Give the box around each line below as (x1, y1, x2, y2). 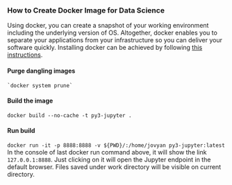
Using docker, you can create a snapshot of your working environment (7, 21, 209, 30)
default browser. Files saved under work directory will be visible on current (7, 162, 222, 171)
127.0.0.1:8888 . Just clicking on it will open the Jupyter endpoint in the (7, 155, 211, 164)
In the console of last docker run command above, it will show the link (7, 148, 207, 156)
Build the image (7, 96, 53, 105)
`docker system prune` (7, 82, 73, 89)
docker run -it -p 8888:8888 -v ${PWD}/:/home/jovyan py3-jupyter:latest (7, 141, 226, 149)
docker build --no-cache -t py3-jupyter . (7, 112, 132, 119)
